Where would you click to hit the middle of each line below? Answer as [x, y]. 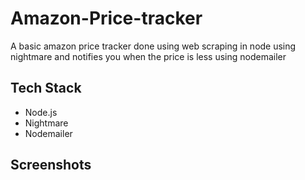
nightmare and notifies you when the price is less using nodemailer [148, 56]
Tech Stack [46, 88]
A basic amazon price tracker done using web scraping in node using [153, 46]
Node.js [41, 112]
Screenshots [51, 165]
